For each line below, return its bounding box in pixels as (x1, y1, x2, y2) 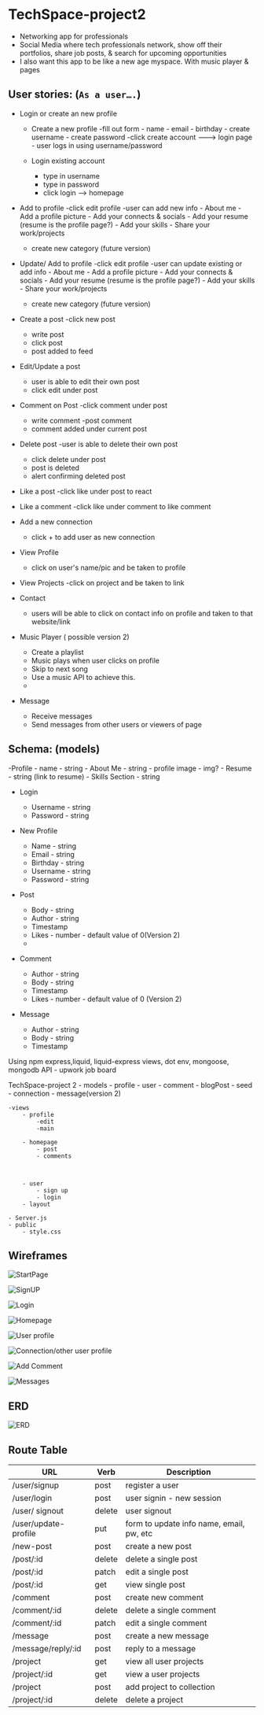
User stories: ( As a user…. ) (8, 88, 141, 102)
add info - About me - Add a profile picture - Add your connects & (19, 267, 233, 276)
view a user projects (125, 1669, 200, 1680)
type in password (42, 179, 100, 189)
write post (31, 329, 64, 339)
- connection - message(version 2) (8, 1089, 122, 1098)
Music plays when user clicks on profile (31, 656, 159, 665)
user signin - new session (125, 1493, 222, 1503)
